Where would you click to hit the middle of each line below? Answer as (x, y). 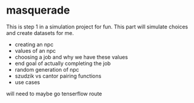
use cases (27, 82)
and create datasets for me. (40, 33)
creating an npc (34, 44)
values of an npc (35, 50)
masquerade (38, 10)
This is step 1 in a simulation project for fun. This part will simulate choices (97, 27)
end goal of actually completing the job (63, 63)
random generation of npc (47, 69)
